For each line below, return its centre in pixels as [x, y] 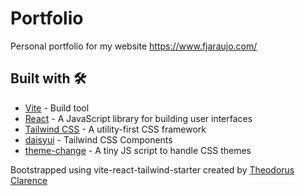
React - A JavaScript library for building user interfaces [138, 118]
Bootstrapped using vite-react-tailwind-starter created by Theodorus [152, 169]
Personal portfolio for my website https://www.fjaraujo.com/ [134, 46]
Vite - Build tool [57, 108]
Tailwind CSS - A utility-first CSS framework [115, 129]
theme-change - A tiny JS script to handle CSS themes [138, 150]
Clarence [29, 180]
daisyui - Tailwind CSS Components [98, 139]
